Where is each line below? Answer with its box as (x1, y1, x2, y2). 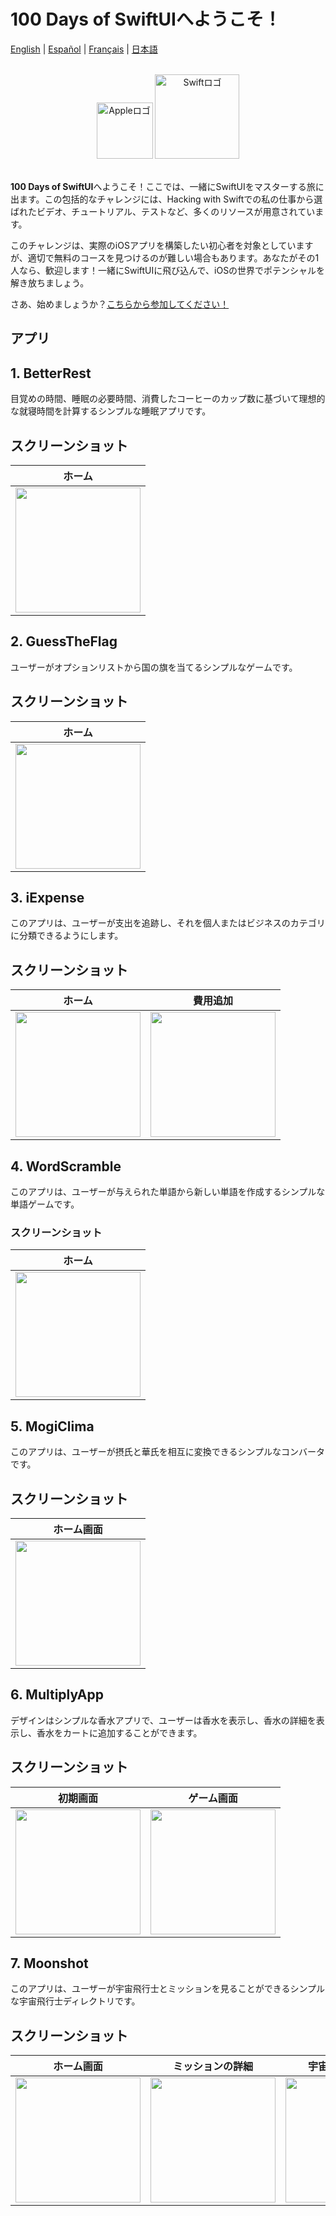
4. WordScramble (10, 1158, 122, 1175)
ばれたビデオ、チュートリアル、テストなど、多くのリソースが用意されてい (10, 205, 316, 217)
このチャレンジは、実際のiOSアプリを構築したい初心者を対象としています (10, 239, 314, 251)
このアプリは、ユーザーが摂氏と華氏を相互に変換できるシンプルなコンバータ (10, 1446, 326, 1458)
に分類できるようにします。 (10, 930, 124, 942)
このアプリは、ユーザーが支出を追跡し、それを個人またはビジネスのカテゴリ (10, 917, 326, 929)
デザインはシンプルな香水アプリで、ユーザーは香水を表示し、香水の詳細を (10, 1714, 317, 1726)
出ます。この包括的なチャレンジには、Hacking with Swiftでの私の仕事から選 (10, 193, 323, 205)
